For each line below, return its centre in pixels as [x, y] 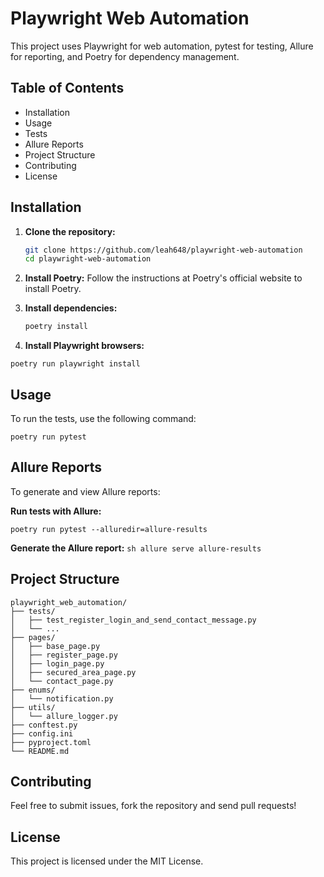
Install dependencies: [71, 308]
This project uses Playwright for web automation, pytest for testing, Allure [162, 46]
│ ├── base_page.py [55, 646]
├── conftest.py [44, 725]
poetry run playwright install [75, 364]
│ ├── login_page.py [57, 663]
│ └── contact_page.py [62, 681]
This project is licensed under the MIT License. [107, 861]
